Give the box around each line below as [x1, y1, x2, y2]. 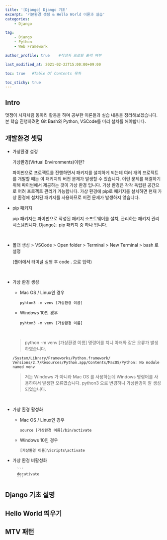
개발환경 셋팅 [5, 134, 43, 143]
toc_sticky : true [5, 80, 41, 85]
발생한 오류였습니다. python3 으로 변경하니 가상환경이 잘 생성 [42, 380, 162, 386]
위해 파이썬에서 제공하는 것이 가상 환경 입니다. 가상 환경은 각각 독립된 [12, 182, 147, 188]
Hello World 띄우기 [5, 509, 62, 518]
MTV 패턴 [5, 528, 34, 536]
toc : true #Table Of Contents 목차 [5, 71, 81, 76]
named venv [12, 364, 35, 369]
